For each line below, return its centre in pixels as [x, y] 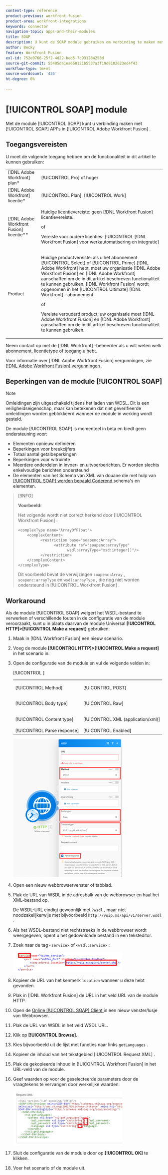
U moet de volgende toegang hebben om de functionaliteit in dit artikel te [81, 156]
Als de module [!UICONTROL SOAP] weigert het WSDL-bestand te [74, 613]
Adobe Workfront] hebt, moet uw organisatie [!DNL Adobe [101, 268]
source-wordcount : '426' [31, 74]
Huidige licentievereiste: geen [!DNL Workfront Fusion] [97, 212]
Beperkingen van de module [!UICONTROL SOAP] [84, 381]
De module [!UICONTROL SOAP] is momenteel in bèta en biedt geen [76, 429]
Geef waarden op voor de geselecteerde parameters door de [76, 1079]
